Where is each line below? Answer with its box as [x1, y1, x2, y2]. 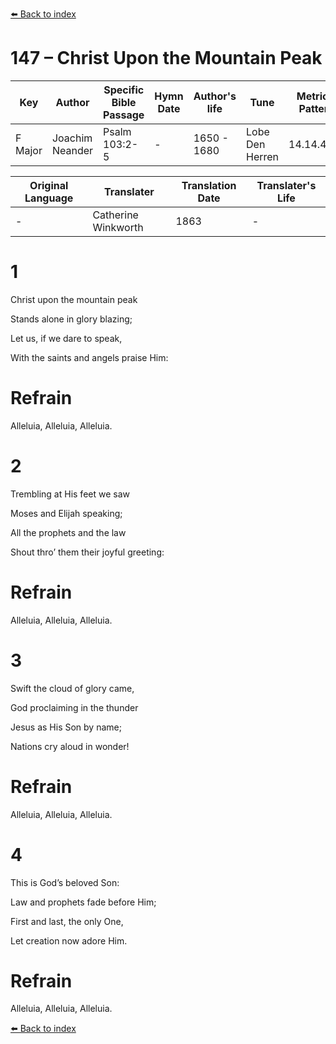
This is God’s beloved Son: [10, 876, 120, 888]
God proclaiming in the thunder [10, 701, 139, 713]
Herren [246, 149, 280, 163]
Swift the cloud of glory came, [10, 682, 135, 694]
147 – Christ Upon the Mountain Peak [10, 47, 323, 70]
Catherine [92, 208, 139, 222]
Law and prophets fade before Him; [10, 896, 157, 908]
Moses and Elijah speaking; [10, 507, 123, 519]
